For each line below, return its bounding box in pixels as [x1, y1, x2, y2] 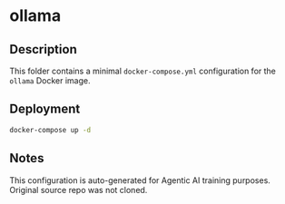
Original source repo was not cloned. [9, 184, 148, 195]
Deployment [9, 102, 81, 117]
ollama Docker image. [9, 75, 91, 86]
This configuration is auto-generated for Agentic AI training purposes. [9, 174, 270, 186]
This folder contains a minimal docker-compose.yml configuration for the [9, 65, 277, 76]
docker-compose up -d [9, 125, 92, 134]
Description [9, 42, 77, 57]
